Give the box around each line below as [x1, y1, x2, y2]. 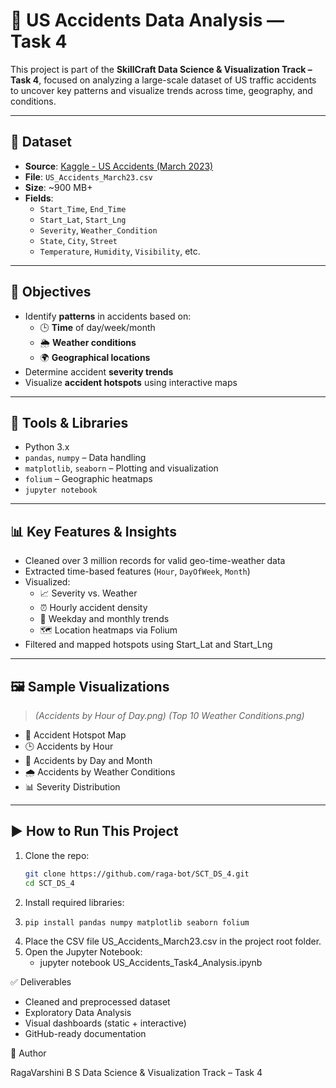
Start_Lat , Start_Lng [39, 213, 127, 225]
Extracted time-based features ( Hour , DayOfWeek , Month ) [24, 565, 251, 578]
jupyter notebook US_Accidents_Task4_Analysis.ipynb [39, 957, 263, 969]
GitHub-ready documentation [24, 1028, 147, 1040]
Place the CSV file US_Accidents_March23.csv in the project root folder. [24, 935, 322, 948]
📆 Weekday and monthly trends [39, 613, 170, 625]
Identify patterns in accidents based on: [24, 310, 192, 322]
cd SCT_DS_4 [24, 878, 75, 888]
